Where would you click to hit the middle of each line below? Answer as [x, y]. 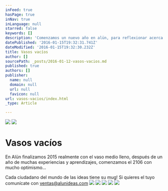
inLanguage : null [23, 24]
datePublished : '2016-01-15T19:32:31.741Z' [52, 43]
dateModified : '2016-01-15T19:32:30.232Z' [50, 47]
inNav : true [18, 19]
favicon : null [24, 94]
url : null [20, 89]
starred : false [21, 29]
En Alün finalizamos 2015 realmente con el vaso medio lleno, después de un [84, 157]
